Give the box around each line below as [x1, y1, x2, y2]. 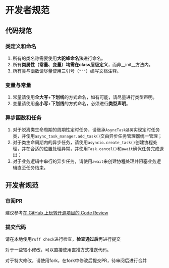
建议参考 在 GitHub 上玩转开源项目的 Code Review [5, 210, 108, 216]
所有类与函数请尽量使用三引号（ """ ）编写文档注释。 [12, 68, 122, 74]
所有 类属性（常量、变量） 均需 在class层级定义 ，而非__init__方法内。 [12, 61, 153, 67]
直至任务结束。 [17, 165, 48, 171]
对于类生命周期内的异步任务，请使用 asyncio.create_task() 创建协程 [12, 140, 153, 146]
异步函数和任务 [5, 114, 42, 121]
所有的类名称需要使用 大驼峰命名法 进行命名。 [12, 55, 106, 61]
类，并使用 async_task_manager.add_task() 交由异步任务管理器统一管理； [12, 133, 162, 139]
